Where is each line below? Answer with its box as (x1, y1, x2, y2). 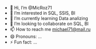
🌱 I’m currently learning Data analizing (9, 15, 88, 21)
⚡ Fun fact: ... (9, 39, 37, 45)
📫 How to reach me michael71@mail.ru (9, 26, 91, 32)
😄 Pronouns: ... (9, 33, 42, 39)
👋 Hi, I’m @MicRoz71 (9, 5, 52, 10)
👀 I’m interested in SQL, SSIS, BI (9, 10, 76, 16)
